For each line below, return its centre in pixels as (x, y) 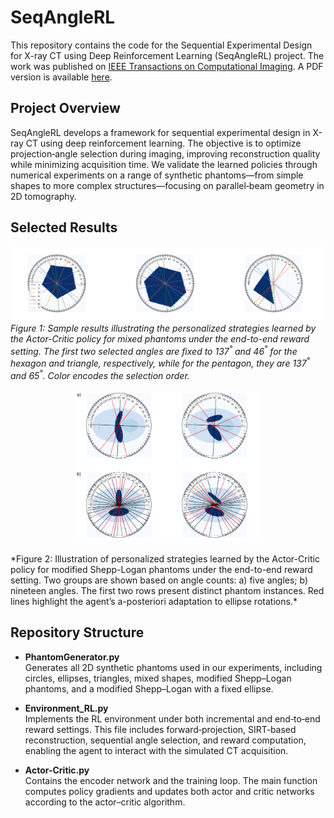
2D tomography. (43, 196)
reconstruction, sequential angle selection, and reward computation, (165, 740)
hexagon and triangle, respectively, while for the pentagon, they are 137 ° (160, 363)
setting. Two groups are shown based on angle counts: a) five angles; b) (159, 580)
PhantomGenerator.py (72, 657)
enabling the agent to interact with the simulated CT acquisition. (156, 750)
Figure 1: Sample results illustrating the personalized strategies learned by (163, 328)
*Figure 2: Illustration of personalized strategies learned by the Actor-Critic (165, 559)
